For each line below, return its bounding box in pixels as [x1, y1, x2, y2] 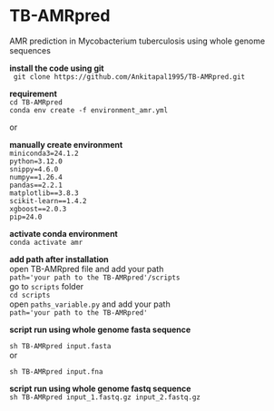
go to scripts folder [9, 280, 84, 291]
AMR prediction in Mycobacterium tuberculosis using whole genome [9, 35, 266, 46]
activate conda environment [9, 228, 118, 239]
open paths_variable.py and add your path [9, 298, 171, 309]
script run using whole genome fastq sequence [9, 383, 191, 394]
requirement [9, 88, 57, 99]
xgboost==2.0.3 [9, 204, 67, 213]
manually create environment [9, 139, 123, 150]
